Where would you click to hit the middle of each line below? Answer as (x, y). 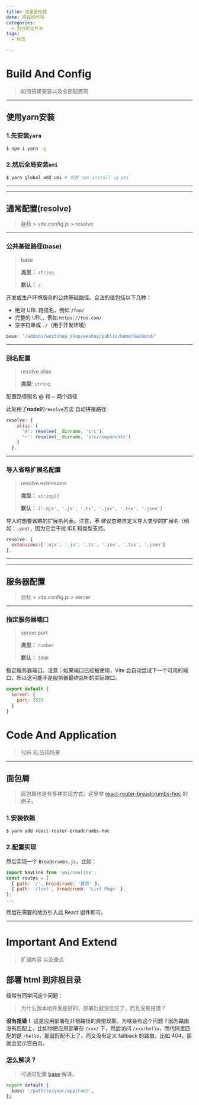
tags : (13, 34)
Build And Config (49, 74)
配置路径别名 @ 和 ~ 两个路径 (42, 396)
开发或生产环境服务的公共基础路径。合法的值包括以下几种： (79, 297)
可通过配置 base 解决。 (49, 1074)
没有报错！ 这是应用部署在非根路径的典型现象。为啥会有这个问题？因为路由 (98, 1021)
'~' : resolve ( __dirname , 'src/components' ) (76, 437)
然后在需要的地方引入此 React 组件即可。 (56, 912)
